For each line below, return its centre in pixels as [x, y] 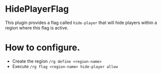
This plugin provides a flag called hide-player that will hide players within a [81, 23]
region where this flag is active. [37, 27]
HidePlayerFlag [37, 9]
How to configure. [42, 48]
